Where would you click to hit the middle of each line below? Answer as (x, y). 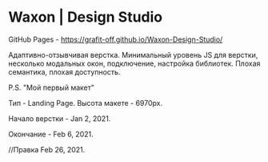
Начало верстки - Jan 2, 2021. (60, 118)
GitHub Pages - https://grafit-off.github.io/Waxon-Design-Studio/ (116, 39)
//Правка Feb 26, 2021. (47, 149)
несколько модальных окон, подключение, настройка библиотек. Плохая (134, 63)
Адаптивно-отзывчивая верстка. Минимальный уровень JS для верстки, (133, 55)
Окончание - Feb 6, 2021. (51, 134)
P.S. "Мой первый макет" (51, 87)
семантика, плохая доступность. (64, 71)
